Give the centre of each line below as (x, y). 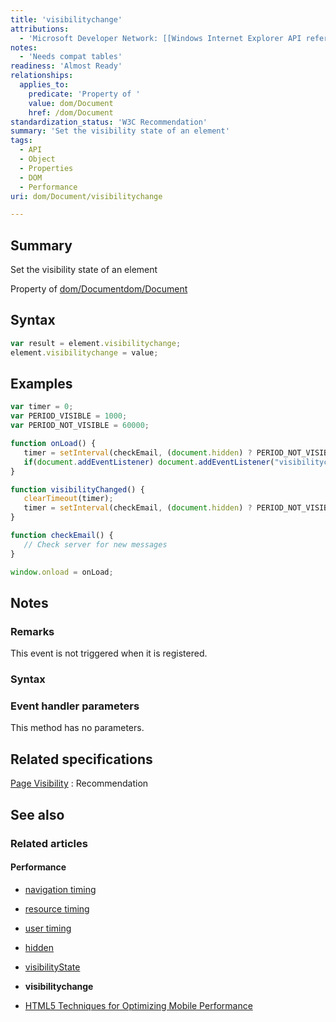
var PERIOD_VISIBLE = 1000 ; (69, 416)
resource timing (57, 908)
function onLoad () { (53, 444)
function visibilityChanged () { (77, 489)
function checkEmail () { (62, 536)
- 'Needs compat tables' (71, 57)
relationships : (42, 76)
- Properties (46, 168)
